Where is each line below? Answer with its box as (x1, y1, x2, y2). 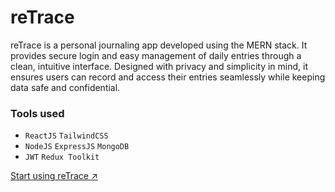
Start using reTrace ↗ (10, 170, 98, 182)
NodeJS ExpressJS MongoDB (24, 142, 130, 152)
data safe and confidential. (10, 81, 121, 93)
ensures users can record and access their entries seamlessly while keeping (10, 71, 326, 83)
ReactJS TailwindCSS (24, 131, 109, 141)
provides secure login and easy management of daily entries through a (10, 49, 302, 61)
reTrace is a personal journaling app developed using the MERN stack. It (10, 39, 308, 51)
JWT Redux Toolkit (24, 152, 100, 163)
